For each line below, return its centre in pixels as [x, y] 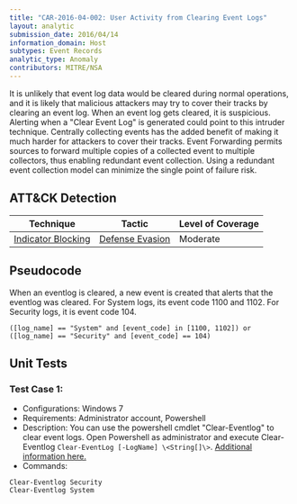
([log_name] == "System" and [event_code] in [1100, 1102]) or [130, 328]
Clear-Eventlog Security [56, 482]
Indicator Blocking [52, 238]
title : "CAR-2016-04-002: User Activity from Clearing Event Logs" [139, 18]
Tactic [135, 223]
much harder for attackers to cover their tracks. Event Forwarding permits [146, 141]
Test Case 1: [36, 389]
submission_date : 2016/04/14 [64, 34]
